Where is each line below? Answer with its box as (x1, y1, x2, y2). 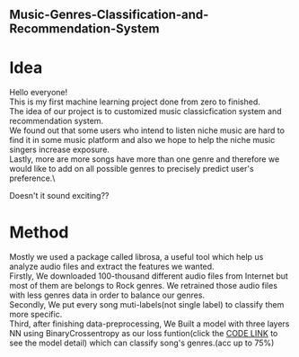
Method (9, 222, 69, 242)
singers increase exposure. (9, 144, 110, 156)
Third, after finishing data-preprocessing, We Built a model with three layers (9, 318, 290, 329)
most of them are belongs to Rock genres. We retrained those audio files (9, 281, 278, 291)
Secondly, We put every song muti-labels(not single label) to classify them (9, 299, 285, 310)
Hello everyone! (9, 87, 68, 98)
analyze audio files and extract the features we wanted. (9, 261, 215, 272)
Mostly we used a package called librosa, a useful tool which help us (9, 252, 264, 263)
